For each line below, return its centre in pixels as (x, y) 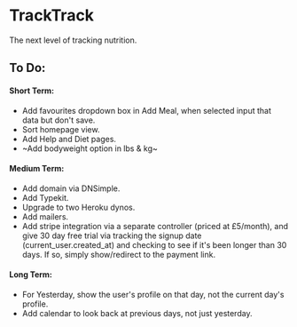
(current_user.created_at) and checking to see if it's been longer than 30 (154, 244)
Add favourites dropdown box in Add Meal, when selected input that (147, 110)
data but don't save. (59, 120)
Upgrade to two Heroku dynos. (78, 207)
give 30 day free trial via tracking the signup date (112, 235)
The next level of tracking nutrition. (73, 40)
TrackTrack (52, 16)
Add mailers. (45, 216)
